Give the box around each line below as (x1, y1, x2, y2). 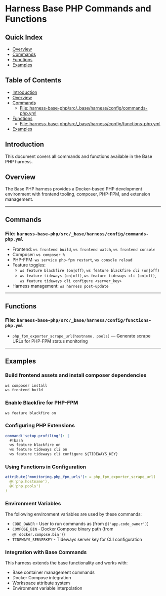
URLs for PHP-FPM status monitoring (12, 338, 88, 344)
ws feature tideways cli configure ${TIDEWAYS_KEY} (9, 452, 119, 457)
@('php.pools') (9, 484, 41, 489)
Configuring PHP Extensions (5, 422, 75, 429)
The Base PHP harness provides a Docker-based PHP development (5, 186, 142, 192)
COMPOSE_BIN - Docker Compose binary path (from (12, 526, 114, 532)
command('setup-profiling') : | (5, 433, 70, 438)
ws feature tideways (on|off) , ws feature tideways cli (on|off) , (19, 272, 157, 279)
